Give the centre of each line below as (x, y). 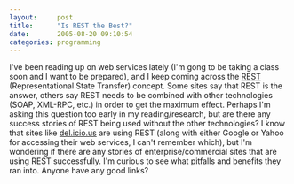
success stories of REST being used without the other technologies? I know (147, 124)
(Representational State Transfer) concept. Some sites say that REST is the (146, 86)
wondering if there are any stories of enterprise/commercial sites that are (143, 152)
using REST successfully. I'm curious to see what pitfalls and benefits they (145, 161)
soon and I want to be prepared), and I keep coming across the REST (135, 77)
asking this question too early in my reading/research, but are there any (140, 114)
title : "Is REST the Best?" (71, 26)
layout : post (41, 17)
